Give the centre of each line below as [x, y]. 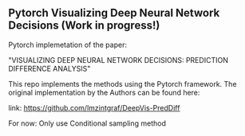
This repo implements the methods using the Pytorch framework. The [122, 84]
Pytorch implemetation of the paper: [68, 45]
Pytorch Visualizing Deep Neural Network [114, 13]
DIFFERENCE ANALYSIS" [49, 68]
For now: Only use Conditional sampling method [87, 123]
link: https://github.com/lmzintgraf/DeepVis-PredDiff [94, 107]
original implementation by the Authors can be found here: [104, 92]
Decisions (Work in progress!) [84, 26]
